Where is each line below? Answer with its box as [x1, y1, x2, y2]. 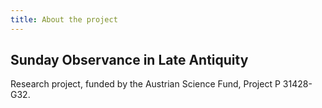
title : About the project [10, 14, 118, 25]
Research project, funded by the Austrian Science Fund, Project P [10, 78, 281, 90]
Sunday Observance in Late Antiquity [10, 52, 249, 69]
